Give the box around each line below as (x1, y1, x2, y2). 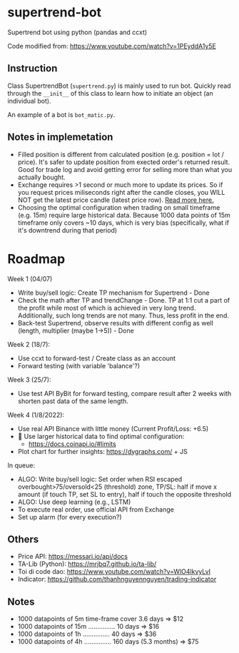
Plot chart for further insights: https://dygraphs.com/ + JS (17, 447, 188, 455)
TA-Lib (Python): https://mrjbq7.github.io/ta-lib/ (17, 560, 157, 568)
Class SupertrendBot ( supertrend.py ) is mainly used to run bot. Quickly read (7, 81, 231, 90)
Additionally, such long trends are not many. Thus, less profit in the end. (17, 311, 230, 320)
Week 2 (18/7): (7, 340, 51, 348)
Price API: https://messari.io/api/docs (17, 552, 128, 561)
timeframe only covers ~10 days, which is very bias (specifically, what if (17, 218, 230, 227)
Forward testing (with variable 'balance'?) (17, 361, 141, 370)
